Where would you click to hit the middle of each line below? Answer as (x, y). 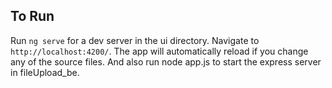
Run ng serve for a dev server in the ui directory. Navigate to (135, 40)
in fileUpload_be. (45, 72)
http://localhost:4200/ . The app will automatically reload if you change (159, 51)
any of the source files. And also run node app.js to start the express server (166, 61)
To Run (32, 16)
